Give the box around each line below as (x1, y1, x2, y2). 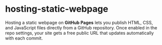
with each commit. (5, 35, 43, 41)
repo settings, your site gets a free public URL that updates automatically (5, 30, 154, 36)
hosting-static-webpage (5, 3, 108, 15)
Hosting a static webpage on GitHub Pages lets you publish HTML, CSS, (5, 20, 153, 25)
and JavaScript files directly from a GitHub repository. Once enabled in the (5, 24, 158, 30)
